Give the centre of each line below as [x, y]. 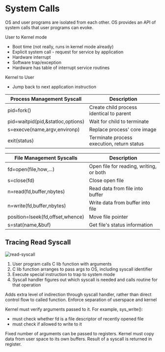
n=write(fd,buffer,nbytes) [37, 205]
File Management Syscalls [46, 157]
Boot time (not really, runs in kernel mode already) [63, 46]
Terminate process [111, 137]
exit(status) [21, 140]
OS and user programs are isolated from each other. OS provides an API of [81, 22]
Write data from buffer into [120, 202]
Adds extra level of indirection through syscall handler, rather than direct [78, 294]
